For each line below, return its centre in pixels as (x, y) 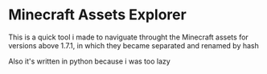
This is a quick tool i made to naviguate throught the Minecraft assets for (129, 37)
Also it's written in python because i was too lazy (89, 61)
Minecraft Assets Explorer (97, 15)
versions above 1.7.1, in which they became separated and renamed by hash (134, 45)
